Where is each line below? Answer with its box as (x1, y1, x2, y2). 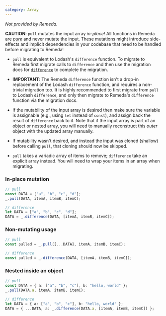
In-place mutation (5, 175, 50, 182)
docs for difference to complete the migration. (12, 67, 108, 73)
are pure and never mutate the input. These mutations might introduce (5, 36, 149, 42)
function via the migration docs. (12, 97, 78, 103)
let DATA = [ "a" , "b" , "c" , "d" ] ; (5, 210, 77, 215)
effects (5, 41, 20, 47)
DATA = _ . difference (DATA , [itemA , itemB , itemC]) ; (5, 214, 114, 219)
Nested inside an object (5, 267, 64, 274)
